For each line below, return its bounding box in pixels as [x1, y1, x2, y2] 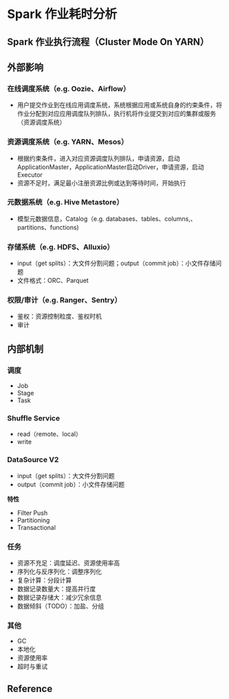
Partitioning [17, 515, 50, 524]
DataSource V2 [7, 455, 59, 464]
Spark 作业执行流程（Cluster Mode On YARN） [7, 36, 210, 48]
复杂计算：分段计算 [17, 576, 72, 584]
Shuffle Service [7, 413, 61, 423]
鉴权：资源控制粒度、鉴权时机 [17, 312, 102, 321]
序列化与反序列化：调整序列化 [17, 567, 102, 576]
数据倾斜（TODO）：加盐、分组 [17, 602, 105, 611]
